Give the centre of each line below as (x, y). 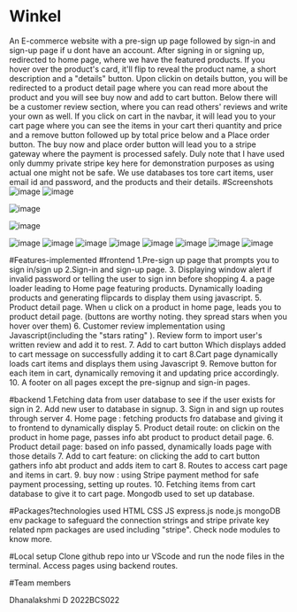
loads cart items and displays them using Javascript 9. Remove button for (143, 363)
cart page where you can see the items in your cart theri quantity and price (146, 125)
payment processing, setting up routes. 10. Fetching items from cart (133, 484)
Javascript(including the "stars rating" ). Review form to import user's (136, 335)
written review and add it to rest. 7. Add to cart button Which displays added (148, 345)
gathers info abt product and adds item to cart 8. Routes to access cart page (148, 465)
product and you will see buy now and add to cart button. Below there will (143, 97)
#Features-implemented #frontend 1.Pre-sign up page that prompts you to (145, 260)
